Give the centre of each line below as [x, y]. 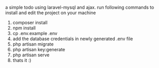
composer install [30, 23]
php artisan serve [31, 55]
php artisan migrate [33, 44]
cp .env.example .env [35, 33]
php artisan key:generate [39, 49]
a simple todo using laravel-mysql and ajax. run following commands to [80, 7]
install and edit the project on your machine [51, 13]
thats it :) [22, 60]
